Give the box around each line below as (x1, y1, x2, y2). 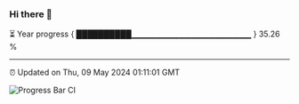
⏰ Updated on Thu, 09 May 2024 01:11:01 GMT (9, 67, 181, 78)
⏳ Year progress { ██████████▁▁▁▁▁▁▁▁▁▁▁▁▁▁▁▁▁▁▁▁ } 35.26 (9, 28, 280, 39)
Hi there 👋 (9, 8, 53, 20)
